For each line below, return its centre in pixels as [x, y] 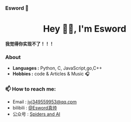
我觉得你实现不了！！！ [29, 44]
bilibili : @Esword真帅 [35, 108]
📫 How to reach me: [31, 89]
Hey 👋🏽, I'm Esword [85, 29]
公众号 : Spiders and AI [36, 114]
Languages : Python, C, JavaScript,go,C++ [57, 68]
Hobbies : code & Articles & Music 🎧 [51, 74]
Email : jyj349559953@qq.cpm [45, 102]
